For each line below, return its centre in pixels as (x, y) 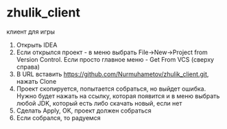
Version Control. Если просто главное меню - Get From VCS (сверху (115, 59)
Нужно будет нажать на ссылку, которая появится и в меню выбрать (118, 96)
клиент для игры (31, 32)
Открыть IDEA (37, 45)
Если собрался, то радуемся (58, 117)
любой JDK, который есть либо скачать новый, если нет (99, 103)
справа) (28, 67)
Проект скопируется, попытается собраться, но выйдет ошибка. (111, 89)
